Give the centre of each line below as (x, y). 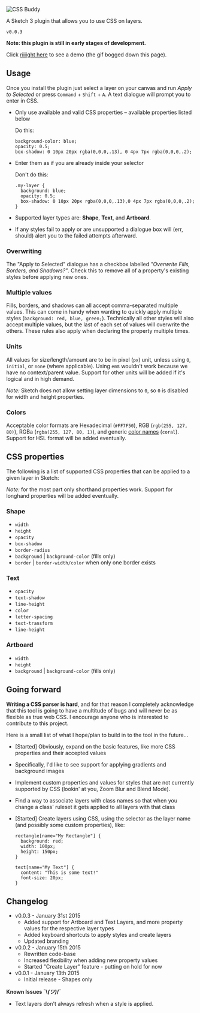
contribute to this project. (37, 723)
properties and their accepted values (60, 753)
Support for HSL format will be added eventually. (66, 438)
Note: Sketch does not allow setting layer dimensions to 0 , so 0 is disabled (97, 390)
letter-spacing (34, 617)
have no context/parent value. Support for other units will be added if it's (96, 372)
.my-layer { (30, 185)
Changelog (27, 901)
